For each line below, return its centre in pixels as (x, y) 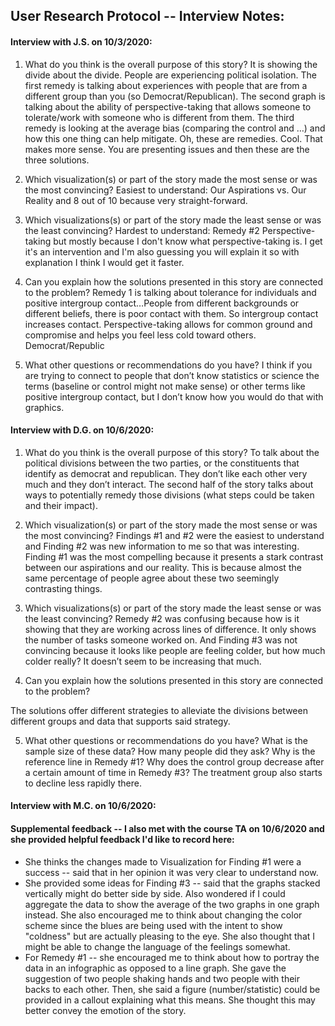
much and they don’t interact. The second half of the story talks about (169, 484)
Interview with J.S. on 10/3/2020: (81, 41)
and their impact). (61, 505)
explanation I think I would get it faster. (104, 262)
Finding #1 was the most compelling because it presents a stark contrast (174, 556)
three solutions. (57, 160)
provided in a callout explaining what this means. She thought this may (170, 1000)
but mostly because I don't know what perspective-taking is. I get (188, 241)
